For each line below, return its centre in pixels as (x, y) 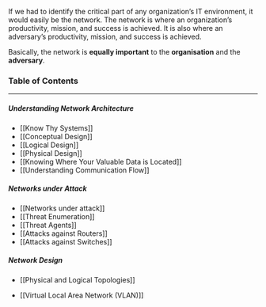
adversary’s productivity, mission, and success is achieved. (105, 36)
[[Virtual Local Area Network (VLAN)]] (82, 295)
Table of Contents (44, 81)
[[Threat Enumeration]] (57, 217)
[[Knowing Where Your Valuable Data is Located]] (101, 162)
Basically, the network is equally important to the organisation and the (124, 52)
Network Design (36, 260)
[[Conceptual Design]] (56, 137)
